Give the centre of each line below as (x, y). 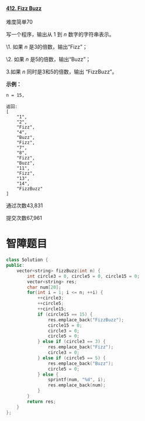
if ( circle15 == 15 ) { (65, 314)
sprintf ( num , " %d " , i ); (77, 380)
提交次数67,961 (24, 218)
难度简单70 (20, 22)
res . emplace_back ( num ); (77, 385)
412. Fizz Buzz (24, 8)
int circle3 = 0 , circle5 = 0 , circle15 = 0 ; (84, 276)
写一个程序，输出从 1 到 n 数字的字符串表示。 (60, 35)
